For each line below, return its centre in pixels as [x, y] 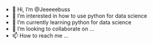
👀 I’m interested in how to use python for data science [80, 16]
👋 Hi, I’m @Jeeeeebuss [41, 9]
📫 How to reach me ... [40, 36]
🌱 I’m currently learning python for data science [72, 22]
